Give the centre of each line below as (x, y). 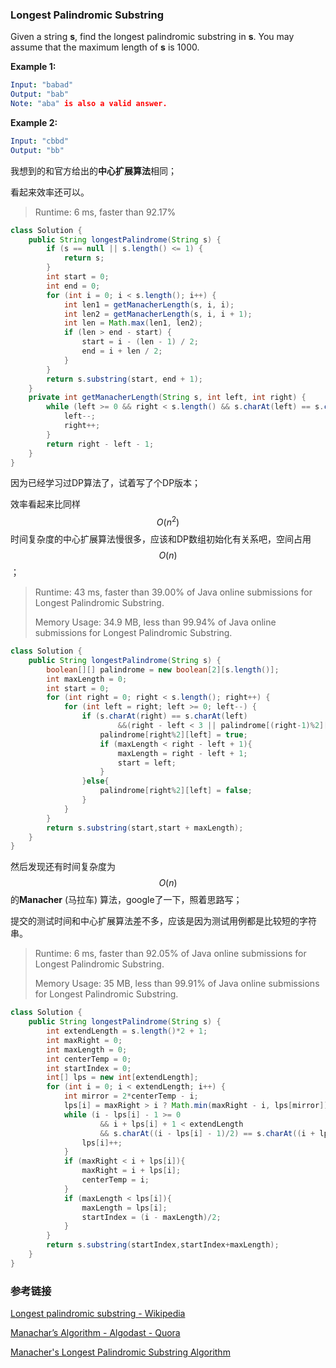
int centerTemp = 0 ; (89, 1059)
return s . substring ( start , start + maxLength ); (145, 828)
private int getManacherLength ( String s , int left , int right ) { (167, 398)
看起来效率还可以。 (50, 192)
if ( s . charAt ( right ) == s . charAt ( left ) (164, 716)
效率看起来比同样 (45, 504)
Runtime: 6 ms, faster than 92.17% (105, 212)
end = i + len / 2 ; (122, 351)
